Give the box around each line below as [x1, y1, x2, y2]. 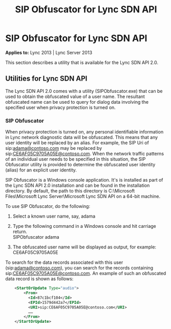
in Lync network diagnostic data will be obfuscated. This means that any [5, 134, 158, 141]
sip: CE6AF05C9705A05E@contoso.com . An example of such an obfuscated [5, 270, 166, 277]
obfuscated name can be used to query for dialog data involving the [5, 99, 149, 105]
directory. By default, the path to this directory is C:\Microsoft [5, 188, 135, 194]
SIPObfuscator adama [12, 234, 60, 240]
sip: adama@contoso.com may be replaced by [5, 145, 102, 151]
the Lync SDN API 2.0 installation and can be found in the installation [5, 182, 150, 188]
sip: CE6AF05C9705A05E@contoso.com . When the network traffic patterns [5, 150, 164, 157]
